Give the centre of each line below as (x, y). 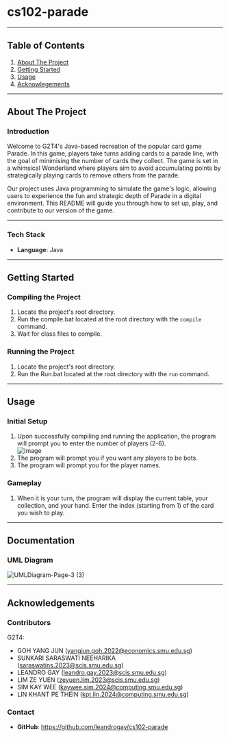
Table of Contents (46, 46)
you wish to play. (41, 513)
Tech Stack (26, 235)
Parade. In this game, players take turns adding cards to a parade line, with (113, 153)
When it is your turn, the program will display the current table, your (113, 498)
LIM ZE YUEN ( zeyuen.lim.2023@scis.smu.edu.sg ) (88, 680)
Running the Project (41, 352)
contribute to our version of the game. (61, 210)
